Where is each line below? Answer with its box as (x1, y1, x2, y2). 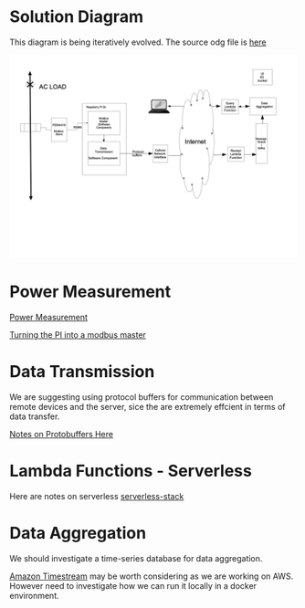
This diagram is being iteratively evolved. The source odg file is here (9, 37, 267, 47)
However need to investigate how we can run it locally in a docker (9, 581, 258, 592)
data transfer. (9, 411, 60, 422)
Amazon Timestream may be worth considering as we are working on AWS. (9, 571, 294, 582)
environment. (9, 591, 59, 602)
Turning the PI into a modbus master (9, 330, 146, 341)
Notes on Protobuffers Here (9, 429, 114, 440)
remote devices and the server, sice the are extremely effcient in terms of (9, 402, 286, 413)
